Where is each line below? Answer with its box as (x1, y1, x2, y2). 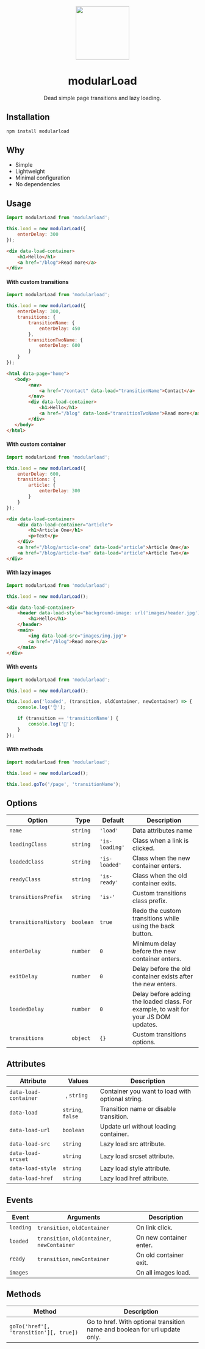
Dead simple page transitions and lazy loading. (43, 94, 162, 101)
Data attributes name (132, 826, 193, 835)
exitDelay (9, 973, 38, 980)
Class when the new (132, 854, 190, 862)
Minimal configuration (15, 174, 70, 181)
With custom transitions (6, 278, 69, 285)
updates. (132, 1020, 157, 1029)
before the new (132, 947, 176, 956)
